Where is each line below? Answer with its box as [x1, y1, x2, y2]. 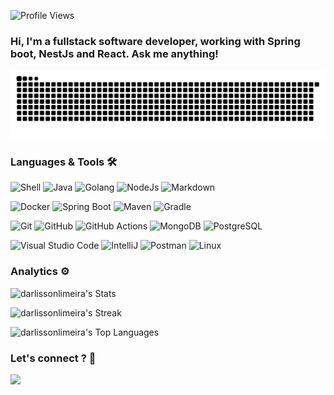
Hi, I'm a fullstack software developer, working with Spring [10, 34, 301, 48]
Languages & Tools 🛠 [10, 155, 118, 169]
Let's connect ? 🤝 [10, 351, 97, 365]
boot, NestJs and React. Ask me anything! [10, 46, 219, 60]
